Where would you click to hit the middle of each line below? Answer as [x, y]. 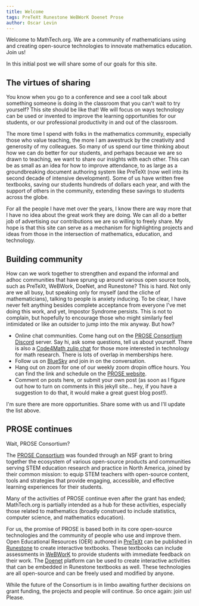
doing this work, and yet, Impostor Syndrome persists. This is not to [89, 311]
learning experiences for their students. [55, 487]
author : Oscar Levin [32, 23]
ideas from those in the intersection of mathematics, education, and [89, 234]
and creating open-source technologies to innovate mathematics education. [99, 46]
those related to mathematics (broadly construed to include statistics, [91, 511]
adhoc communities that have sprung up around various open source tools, [98, 280]
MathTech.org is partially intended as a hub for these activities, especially [96, 505]
